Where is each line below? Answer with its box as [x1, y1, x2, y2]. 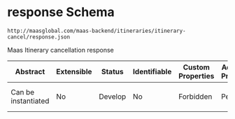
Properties [178, 71, 215, 80]
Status [101, 66, 124, 76]
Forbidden [178, 92, 213, 101]
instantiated [10, 96, 50, 106]
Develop [99, 92, 127, 101]
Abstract [15, 66, 45, 76]
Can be [10, 87, 35, 97]
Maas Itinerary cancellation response [7, 45, 114, 54]
